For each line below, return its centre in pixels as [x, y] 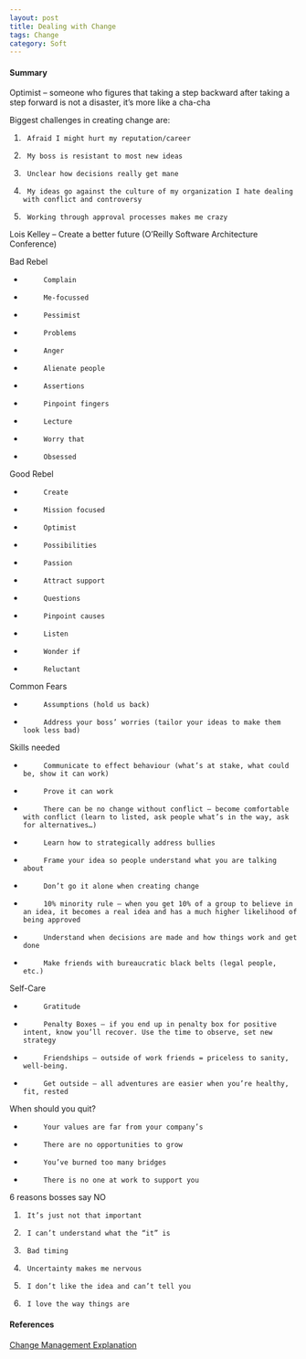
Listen [56, 634]
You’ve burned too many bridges [105, 1163]
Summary [28, 72]
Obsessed [60, 458]
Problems [60, 333]
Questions [62, 599]
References [32, 1324]
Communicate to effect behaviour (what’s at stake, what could [166, 766]
